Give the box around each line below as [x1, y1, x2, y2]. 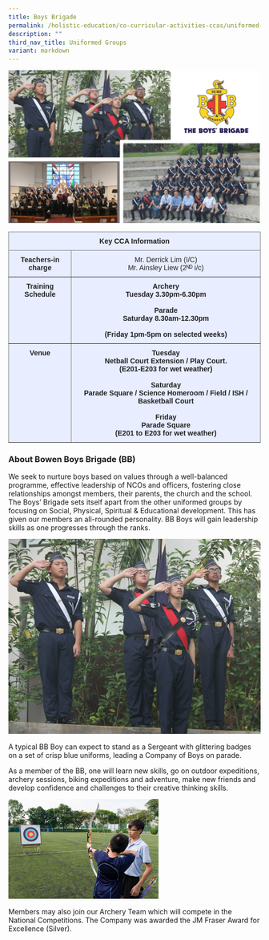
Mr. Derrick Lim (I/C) [134, 255, 198, 264]
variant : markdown [8, 47, 70, 55]
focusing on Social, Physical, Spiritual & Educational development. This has [8, 506, 256, 516]
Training [26, 282, 54, 290]
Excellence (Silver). [8, 923, 72, 934]
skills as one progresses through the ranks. [8, 523, 151, 533]
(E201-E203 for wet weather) [118, 364, 213, 373]
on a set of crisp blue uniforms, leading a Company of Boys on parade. [8, 750, 242, 760]
